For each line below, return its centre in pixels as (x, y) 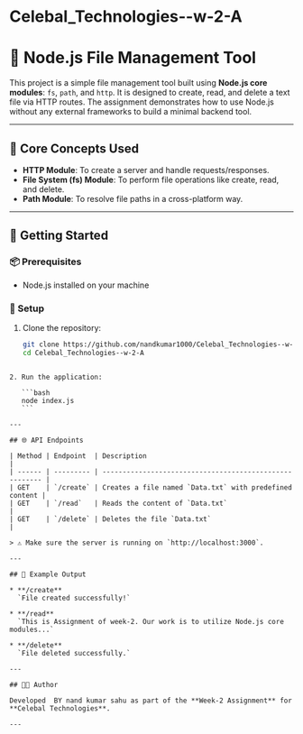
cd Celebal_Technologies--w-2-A (83, 353)
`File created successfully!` (74, 598)
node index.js (48, 400)
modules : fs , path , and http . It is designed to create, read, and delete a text (150, 93)
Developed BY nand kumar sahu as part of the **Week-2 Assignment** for (151, 701)
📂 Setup (27, 308)
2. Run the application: (56, 377)
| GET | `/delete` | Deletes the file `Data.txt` (110, 519)
